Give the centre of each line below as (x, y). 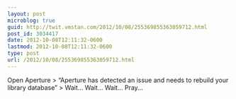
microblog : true (31, 21)
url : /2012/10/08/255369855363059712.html (71, 60)
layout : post (27, 14)
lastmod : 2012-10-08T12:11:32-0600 (60, 47)
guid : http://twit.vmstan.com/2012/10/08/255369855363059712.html (107, 27)
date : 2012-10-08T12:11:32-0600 (55, 40)
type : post (23, 54)
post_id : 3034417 (33, 34)
